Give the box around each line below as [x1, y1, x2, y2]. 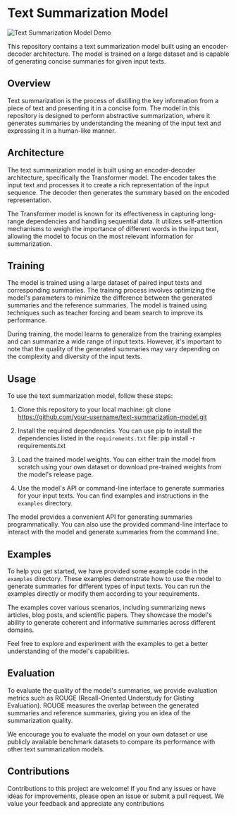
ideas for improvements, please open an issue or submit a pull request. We [7, 792, 224, 800]
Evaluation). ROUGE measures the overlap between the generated [7, 701, 199, 710]
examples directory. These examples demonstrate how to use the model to [7, 575, 222, 582]
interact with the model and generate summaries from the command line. [7, 528, 219, 537]
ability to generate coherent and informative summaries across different [7, 618, 216, 626]
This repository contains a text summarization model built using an [7, 42, 201, 50]
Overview [7, 78, 51, 90]
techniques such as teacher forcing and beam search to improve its [7, 309, 204, 317]
